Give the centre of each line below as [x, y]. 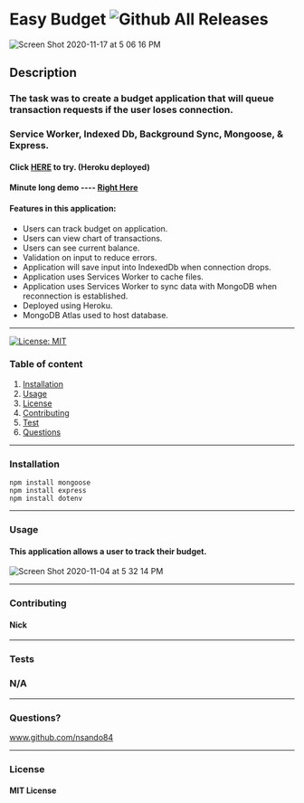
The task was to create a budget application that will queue [142, 99]
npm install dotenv [46, 499]
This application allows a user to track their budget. [108, 551]
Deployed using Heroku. [67, 305]
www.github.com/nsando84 [62, 737]
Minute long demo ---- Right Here [74, 188]
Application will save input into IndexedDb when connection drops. [147, 267]
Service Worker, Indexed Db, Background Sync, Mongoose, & [146, 134]
